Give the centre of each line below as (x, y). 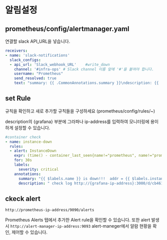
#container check (23, 137)
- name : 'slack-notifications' (38, 55)
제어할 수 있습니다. (30, 232)
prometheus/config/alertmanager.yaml (67, 29)
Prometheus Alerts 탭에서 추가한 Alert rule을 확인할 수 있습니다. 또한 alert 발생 (82, 220)
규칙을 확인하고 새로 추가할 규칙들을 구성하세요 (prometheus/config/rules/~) (80, 111)
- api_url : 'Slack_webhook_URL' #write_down (60, 64)
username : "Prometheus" (39, 74)
